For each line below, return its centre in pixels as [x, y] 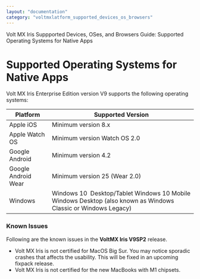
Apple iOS [23, 125]
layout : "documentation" [37, 12]
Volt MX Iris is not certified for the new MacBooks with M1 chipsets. [97, 269]
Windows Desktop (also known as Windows [113, 201]
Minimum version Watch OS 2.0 [96, 138]
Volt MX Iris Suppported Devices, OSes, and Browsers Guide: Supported [95, 34]
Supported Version [121, 115]
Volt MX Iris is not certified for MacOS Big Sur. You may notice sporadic [102, 250]
